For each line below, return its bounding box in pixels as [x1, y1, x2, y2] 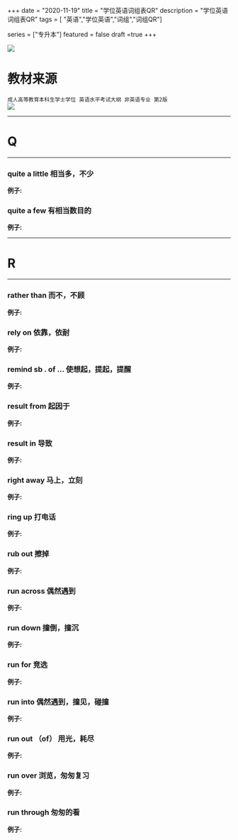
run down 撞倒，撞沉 [7, 623, 79, 633]
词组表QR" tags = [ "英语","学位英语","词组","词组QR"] [7, 15, 163, 23]
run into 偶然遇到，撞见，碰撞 [7, 697, 109, 707]
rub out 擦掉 [7, 549, 50, 559]
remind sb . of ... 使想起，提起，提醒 [7, 364, 132, 374]
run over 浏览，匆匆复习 [7, 770, 90, 780]
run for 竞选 [7, 660, 48, 670]
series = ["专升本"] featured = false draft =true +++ [7, 31, 157, 38]
